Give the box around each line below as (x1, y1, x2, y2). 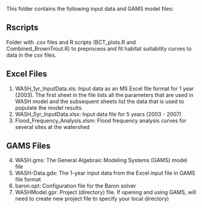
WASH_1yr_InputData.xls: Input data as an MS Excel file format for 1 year (14, 84, 194, 92)
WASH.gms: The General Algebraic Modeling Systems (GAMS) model (14, 157, 188, 164)
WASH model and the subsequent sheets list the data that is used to (14, 98, 185, 105)
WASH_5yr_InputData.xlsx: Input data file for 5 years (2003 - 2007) (14, 110, 182, 118)
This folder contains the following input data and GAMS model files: (6, 5, 174, 12)
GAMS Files (6, 141, 51, 151)
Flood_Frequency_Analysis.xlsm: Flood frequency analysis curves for (14, 117, 187, 124)
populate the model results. (14, 104, 83, 111)
